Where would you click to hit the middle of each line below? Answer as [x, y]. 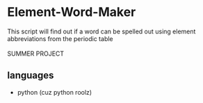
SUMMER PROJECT [36, 54]
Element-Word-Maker [72, 12]
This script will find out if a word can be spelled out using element [101, 31]
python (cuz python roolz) [55, 92]
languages [31, 76]
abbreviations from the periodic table [60, 38]
